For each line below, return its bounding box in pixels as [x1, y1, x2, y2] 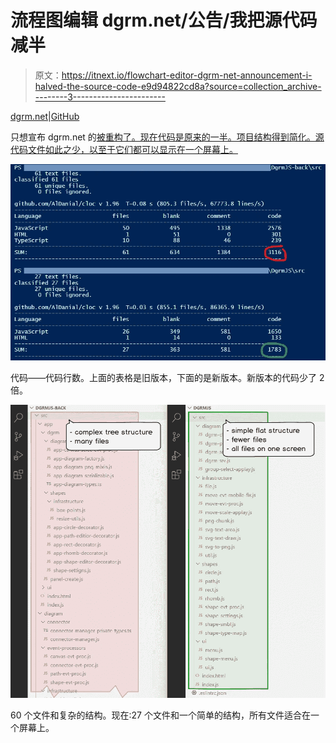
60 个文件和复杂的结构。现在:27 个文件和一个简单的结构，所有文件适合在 [10, 709, 311, 721]
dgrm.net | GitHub [10, 110, 80, 122]
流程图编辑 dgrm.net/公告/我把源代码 [10, 9, 318, 32]
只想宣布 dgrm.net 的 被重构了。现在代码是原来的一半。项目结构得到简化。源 [10, 131, 325, 143]
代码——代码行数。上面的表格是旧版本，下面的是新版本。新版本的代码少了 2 [10, 372, 325, 384]
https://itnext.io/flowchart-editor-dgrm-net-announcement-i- [61, 69, 313, 81]
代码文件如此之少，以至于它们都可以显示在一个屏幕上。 [10, 143, 238, 155]
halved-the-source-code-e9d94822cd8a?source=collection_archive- [34, 80, 322, 92]
